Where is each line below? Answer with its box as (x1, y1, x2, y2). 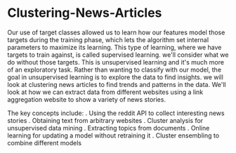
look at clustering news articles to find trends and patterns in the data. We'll (7, 80, 226, 88)
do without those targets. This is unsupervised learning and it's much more (7, 58, 225, 66)
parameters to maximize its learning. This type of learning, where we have (7, 43, 222, 51)
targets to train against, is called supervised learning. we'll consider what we (7, 51, 229, 59)
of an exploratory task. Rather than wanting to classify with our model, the (7, 65, 222, 74)
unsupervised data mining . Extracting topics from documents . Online (7, 124, 210, 132)
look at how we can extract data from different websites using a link (7, 88, 204, 96)
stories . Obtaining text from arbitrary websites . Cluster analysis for (7, 116, 204, 124)
